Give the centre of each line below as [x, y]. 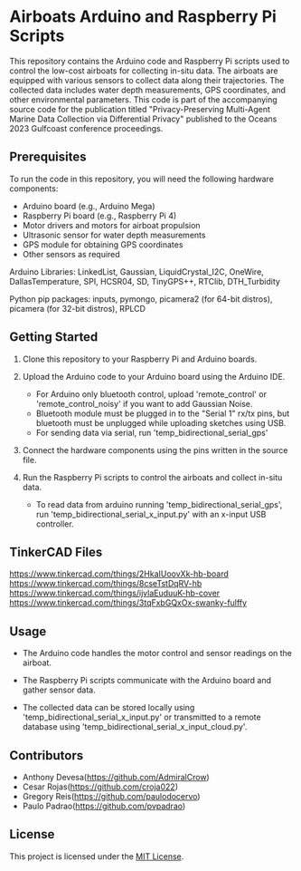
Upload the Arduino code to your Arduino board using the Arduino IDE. [154, 376]
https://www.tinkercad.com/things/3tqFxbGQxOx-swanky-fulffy [128, 603]
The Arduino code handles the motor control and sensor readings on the [157, 653]
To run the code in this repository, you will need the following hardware [141, 179]
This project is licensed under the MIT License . [97, 856]
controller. [55, 524]
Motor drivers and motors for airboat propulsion [111, 225]
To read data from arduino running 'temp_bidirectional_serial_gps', [159, 504]
